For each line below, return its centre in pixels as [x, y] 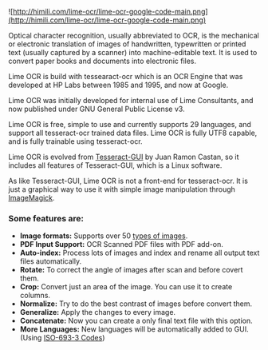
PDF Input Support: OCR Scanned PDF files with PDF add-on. [121, 245]
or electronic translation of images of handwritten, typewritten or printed [127, 44]
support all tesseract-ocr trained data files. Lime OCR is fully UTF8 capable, [133, 133]
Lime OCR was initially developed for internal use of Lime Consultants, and [131, 100]
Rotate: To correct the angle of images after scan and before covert [131, 270]
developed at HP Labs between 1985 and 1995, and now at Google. [118, 85]
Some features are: [46, 218]
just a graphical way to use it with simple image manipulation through [122, 189]
